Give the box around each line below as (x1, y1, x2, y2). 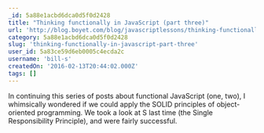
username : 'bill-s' (8, 56, 72, 63)
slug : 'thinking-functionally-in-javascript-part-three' (8, 41, 199, 49)
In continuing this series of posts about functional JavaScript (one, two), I (8, 91, 246, 100)
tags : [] (8, 70, 37, 77)
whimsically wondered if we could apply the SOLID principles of (8, 99, 215, 109)
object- (216, 99, 240, 109)
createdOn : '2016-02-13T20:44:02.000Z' (8, 63, 139, 70)
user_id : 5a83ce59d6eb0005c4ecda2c (8, 48, 125, 56)
